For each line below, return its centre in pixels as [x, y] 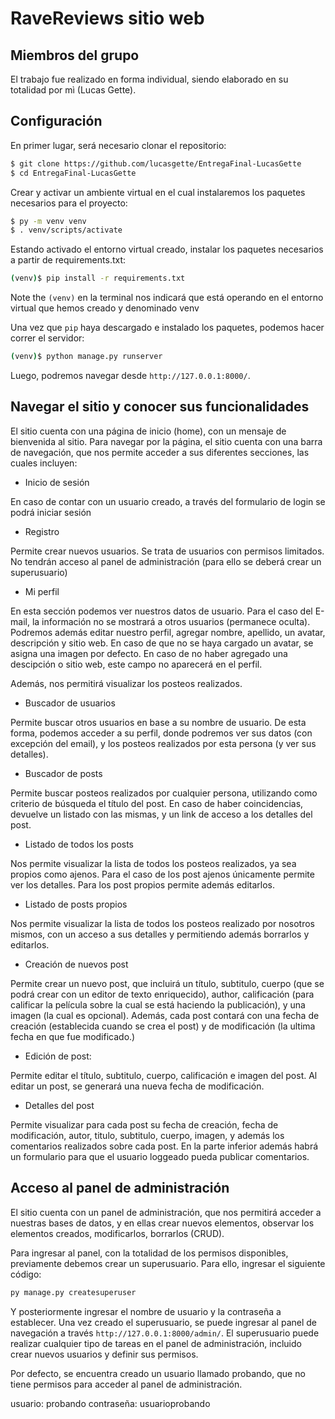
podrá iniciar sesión [51, 512]
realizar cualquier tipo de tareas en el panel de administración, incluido [156, 1343]
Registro [42, 531]
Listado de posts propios [76, 904]
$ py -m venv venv [48, 221]
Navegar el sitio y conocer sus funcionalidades [160, 407]
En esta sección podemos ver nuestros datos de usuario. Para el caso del [161, 611]
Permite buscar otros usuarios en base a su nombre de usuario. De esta [158, 722]
